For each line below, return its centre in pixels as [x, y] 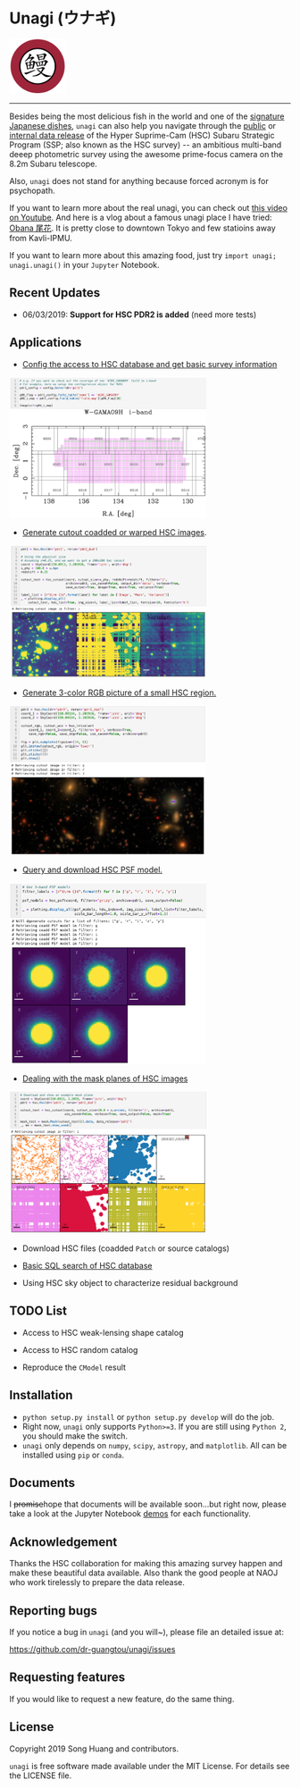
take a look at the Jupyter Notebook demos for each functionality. [130, 1514]
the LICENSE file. [41, 1775]
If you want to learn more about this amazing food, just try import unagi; [143, 256]
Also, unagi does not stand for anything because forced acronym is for [139, 181]
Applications [46, 343]
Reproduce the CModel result [74, 1367]
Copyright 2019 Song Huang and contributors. [94, 1749]
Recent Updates [55, 293]
